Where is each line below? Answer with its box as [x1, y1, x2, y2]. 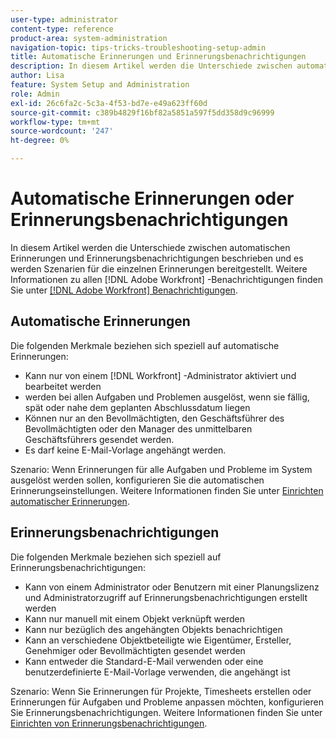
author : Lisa [10, 71, 65, 81]
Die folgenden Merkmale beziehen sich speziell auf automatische [10, 339, 280, 351]
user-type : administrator [10, 14, 118, 25]
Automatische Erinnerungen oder [10, 187, 295, 210]
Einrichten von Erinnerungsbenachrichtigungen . [10, 717, 208, 729]
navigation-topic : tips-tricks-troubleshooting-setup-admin [10, 42, 267, 53]
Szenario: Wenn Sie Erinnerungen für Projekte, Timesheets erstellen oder [10, 685, 312, 697]
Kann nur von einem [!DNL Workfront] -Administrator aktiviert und [24, 369, 297, 381]
